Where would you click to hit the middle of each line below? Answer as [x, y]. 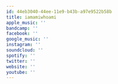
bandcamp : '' [22, 28]
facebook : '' [22, 34]
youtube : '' [21, 72]
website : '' [21, 67]
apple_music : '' [26, 22]
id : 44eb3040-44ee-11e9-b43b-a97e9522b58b [59, 12]
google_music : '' [27, 39]
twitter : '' [21, 61]
